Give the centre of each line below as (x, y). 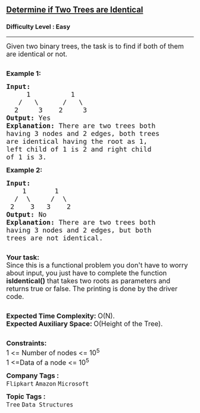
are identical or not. (37, 54)
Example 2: (24, 170)
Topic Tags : (26, 396)
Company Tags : (33, 375)
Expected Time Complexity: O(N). (60, 316)
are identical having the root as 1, (77, 141)
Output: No (26, 214)
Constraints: (26, 343)
